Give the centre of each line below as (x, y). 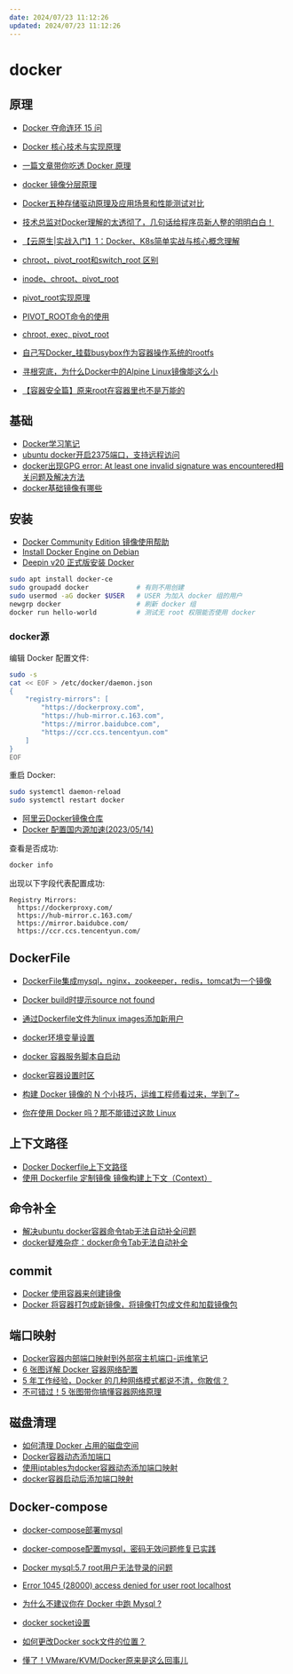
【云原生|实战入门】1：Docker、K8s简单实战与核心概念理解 (131, 241)
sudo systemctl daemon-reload (65, 792)
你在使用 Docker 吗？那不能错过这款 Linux (99, 1113)
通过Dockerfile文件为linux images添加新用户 (103, 1019)
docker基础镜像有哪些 (62, 488)
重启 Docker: (32, 775)
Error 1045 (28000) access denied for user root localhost (127, 1585)
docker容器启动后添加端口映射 (78, 1479)
